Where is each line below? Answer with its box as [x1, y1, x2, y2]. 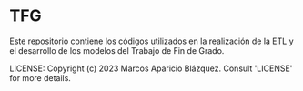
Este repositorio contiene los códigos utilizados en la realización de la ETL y [9, 35, 294, 46]
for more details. [9, 72, 71, 83]
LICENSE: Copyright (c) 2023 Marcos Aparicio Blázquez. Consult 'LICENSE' [9, 63, 293, 74]
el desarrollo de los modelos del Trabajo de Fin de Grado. [9, 45, 225, 56]
